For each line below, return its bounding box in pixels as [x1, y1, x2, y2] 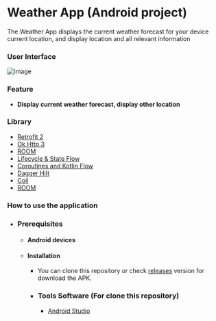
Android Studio [47, 307, 91, 315]
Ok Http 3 [16, 140, 45, 148]
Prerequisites [16, 219, 63, 229]
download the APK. [37, 274, 93, 282]
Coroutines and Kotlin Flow [16, 162, 94, 170]
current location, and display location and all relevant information [7, 34, 191, 42]
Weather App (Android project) [7, 5, 187, 21]
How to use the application [7, 201, 98, 210]
